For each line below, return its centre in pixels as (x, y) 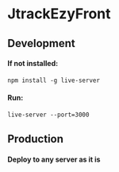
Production (36, 139)
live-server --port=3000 (48, 115)
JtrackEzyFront (59, 14)
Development (42, 43)
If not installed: (33, 64)
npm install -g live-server (54, 80)
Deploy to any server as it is (54, 159)
